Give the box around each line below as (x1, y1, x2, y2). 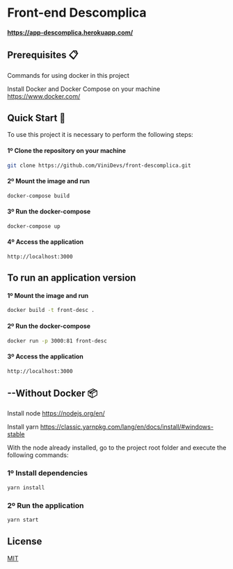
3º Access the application (7, 352, 83, 361)
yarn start (7, 516, 39, 523)
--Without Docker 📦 (7, 387, 98, 399)
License (7, 536, 42, 547)
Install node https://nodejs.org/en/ (7, 409, 106, 418)
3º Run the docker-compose (7, 207, 91, 216)
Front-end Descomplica (7, 5, 147, 21)
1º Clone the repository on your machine (7, 147, 127, 154)
